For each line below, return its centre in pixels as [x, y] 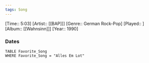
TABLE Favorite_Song [26, 51]
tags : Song [16, 10]
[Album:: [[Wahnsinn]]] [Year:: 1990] [42, 29]
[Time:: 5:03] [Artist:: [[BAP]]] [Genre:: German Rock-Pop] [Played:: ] [74, 23]
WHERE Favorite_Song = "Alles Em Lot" [45, 56]
